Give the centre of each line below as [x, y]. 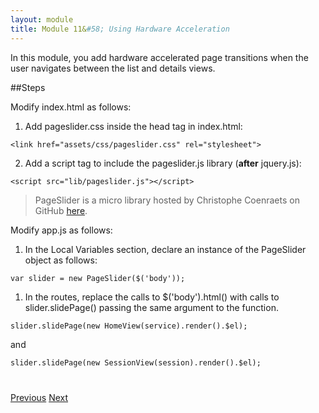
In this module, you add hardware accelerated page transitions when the [159, 57]
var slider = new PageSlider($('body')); [98, 278]
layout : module [42, 19]
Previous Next [39, 397]
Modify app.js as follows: [61, 230]
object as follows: [61, 260]
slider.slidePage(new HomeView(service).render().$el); [129, 326]
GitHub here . [61, 210]
